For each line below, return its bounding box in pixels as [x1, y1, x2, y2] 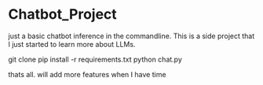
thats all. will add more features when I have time [8, 69, 166, 79]
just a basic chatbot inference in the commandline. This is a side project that [8, 31, 255, 41]
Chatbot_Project [8, 5, 118, 23]
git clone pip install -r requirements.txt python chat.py [8, 55, 183, 64]
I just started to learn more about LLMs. [8, 39, 136, 48]
